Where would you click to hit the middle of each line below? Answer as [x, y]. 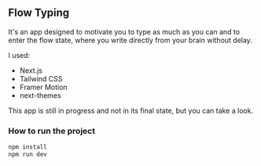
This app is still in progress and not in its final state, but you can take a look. [131, 110]
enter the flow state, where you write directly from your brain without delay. [130, 40]
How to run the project [52, 131]
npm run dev [28, 154]
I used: [19, 55]
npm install [28, 147]
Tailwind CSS [41, 78]
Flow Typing [39, 13]
